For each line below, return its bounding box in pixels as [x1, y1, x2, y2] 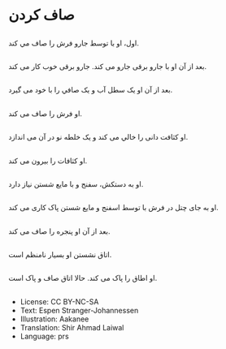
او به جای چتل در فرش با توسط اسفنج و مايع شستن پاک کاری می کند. [8, 203, 219, 213]
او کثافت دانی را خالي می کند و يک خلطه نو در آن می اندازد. [8, 132, 189, 142]
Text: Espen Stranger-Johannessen [20, 305, 139, 315]
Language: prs [20, 331, 69, 341]
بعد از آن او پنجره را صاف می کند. [8, 226, 111, 236]
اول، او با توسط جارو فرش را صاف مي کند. [8, 38, 140, 48]
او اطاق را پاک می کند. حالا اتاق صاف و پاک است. [8, 274, 158, 283]
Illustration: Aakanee [20, 314, 89, 324]
